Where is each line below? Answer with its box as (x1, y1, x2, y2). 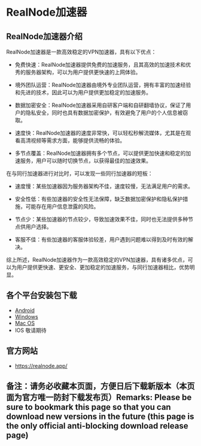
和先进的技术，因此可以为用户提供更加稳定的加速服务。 (14, 89, 151, 96)
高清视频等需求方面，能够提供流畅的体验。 (20, 137, 126, 144)
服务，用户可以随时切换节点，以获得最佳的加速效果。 (20, 157, 151, 164)
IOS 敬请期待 (14, 327, 47, 334)
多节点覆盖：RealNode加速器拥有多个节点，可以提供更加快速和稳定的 (14, 149, 186, 157)
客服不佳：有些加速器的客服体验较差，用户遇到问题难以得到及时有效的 (14, 236, 188, 243)
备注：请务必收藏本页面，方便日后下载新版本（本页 (6, 381, 195, 391)
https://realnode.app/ (14, 362, 68, 369)
